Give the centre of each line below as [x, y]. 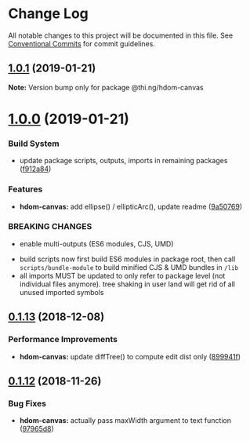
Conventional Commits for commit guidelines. [82, 43]
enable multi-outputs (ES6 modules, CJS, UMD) [96, 243]
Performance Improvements [63, 340]
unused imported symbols [62, 292]
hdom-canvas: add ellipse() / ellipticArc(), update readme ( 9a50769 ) [131, 206]
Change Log [48, 14]
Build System [34, 144]
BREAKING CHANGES [50, 227]
